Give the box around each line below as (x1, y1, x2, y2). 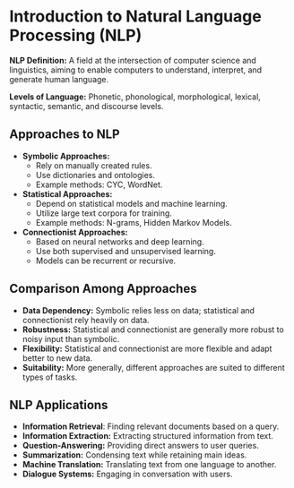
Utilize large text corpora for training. (35, 208, 173, 218)
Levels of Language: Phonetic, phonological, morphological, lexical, (9, 91, 262, 102)
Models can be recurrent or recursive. (35, 255, 177, 266)
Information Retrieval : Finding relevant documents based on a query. (22, 421, 280, 432)
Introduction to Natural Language (9, 6, 262, 27)
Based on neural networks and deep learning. (35, 235, 204, 247)
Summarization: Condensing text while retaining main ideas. (22, 449, 247, 460)
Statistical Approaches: (22, 188, 113, 199)
